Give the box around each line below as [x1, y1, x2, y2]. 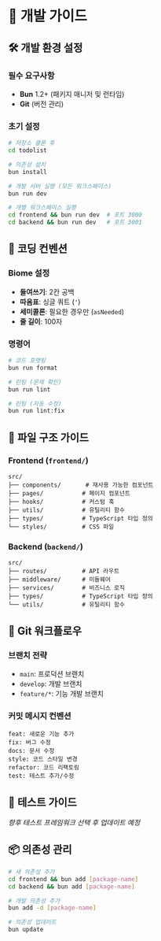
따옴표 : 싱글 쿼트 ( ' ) [19, 297, 81, 306]
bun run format [8, 364, 58, 372]
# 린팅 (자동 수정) [8, 399, 62, 408]
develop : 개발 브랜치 [19, 679, 82, 688]
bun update [8, 926, 44, 934]
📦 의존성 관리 [8, 843, 72, 857]
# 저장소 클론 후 [8, 139, 55, 147]
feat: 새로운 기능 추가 [8, 730, 75, 739]
